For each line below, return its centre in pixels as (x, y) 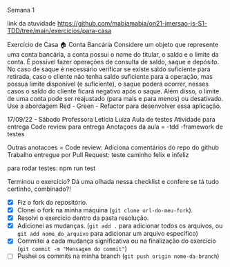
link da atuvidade (32, 23)
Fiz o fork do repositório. (52, 202)
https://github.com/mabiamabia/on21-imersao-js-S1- (132, 23)
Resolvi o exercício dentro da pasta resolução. (83, 218)
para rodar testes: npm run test (51, 168)
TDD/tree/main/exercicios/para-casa (59, 31)
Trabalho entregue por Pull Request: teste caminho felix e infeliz (98, 155)
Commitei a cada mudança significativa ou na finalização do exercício (116, 241)
